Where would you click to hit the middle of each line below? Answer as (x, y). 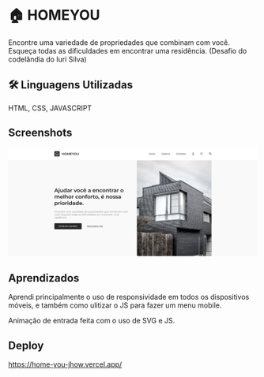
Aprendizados (44, 278)
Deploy (26, 345)
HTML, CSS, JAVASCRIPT (50, 108)
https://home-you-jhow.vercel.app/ (65, 364)
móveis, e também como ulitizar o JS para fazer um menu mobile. (115, 305)
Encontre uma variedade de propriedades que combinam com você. (119, 42)
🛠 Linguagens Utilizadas (70, 85)
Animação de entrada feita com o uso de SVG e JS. (92, 321)
